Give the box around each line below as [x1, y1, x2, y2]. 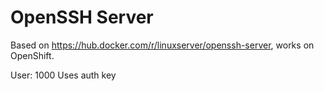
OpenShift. [10, 49, 55, 61]
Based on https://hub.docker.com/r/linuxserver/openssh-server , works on [10, 39, 315, 51]
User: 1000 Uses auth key [10, 69, 117, 81]
